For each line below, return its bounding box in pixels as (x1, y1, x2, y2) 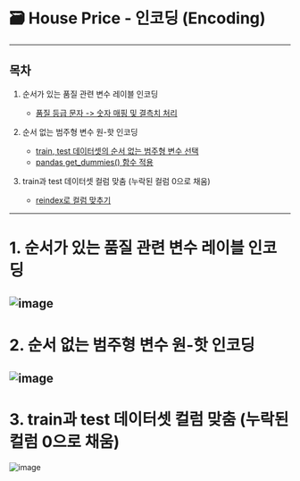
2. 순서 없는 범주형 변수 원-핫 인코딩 (9, 334, 255, 355)
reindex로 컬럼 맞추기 (35, 194, 112, 206)
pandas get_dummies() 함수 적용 (35, 156, 154, 167)
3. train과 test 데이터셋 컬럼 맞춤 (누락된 (9, 409, 289, 430)
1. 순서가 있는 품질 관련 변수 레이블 (9, 238, 245, 257)
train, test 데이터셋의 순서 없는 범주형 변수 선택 (35, 145, 199, 156)
